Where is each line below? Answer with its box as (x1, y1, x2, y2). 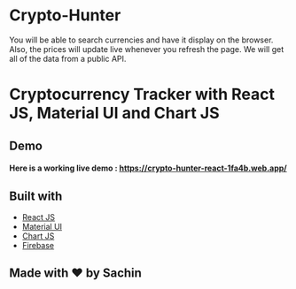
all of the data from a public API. (9, 53, 127, 64)
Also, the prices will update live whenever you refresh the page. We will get (9, 43, 284, 54)
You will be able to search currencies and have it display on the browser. (9, 34, 274, 45)
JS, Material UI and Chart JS (9, 103, 220, 124)
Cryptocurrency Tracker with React (9, 85, 275, 104)
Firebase (21, 240, 55, 250)
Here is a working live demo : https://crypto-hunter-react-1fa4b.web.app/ (9, 163, 288, 173)
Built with (9, 188, 63, 203)
